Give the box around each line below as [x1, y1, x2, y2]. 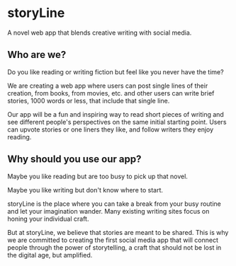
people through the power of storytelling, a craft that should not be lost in [7, 243, 222, 252]
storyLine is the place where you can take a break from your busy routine [7, 199, 221, 208]
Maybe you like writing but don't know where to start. [7, 185, 164, 194]
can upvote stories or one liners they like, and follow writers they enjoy [7, 125, 214, 134]
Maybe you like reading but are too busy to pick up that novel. [7, 172, 188, 180]
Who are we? [7, 49, 67, 61]
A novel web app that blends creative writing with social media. [7, 28, 192, 37]
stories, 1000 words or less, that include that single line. [7, 96, 170, 105]
